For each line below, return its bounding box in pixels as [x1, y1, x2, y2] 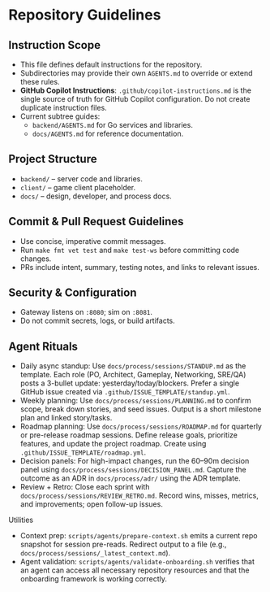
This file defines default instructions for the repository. [19, 59, 203, 69]
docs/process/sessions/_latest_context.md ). [19, 548, 171, 558]
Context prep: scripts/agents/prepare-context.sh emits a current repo [19, 531, 258, 541]
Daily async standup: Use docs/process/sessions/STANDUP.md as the [19, 361, 246, 371]
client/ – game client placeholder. [19, 182, 136, 192]
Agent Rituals [8, 339, 79, 353]
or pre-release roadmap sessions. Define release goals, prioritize [19, 430, 238, 440]
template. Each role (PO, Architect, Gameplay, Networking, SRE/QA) [19, 370, 246, 380]
